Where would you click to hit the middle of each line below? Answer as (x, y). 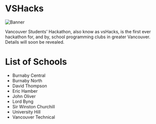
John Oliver (24, 96)
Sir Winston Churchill (33, 106)
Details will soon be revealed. (35, 42)
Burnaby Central (29, 75)
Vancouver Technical (33, 117)
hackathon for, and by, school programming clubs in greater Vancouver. (78, 37)
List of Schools (36, 62)
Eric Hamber (25, 91)
